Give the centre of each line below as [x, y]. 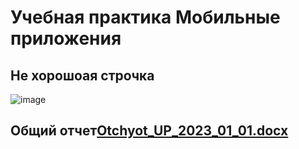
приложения [66, 38]
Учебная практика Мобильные [145, 17]
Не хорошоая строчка [82, 75]
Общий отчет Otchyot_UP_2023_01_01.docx [149, 131]
